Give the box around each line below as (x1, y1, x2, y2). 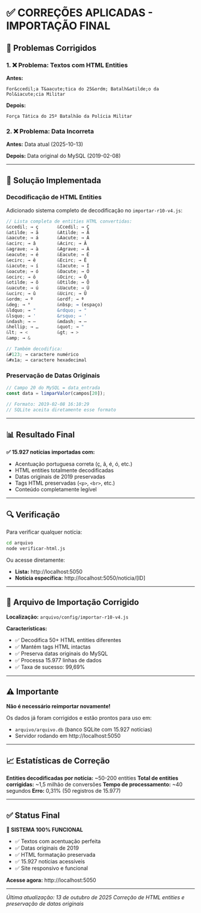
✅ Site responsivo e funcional (14, 865, 89, 872)
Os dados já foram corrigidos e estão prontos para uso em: (6, 714, 152, 721)
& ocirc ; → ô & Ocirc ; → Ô (6, 274, 87, 280)
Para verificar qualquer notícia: (6, 528, 83, 535)
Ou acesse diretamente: (6, 556, 65, 564)
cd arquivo (6, 540, 33, 546)
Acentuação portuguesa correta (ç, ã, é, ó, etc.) (14, 461, 133, 468)
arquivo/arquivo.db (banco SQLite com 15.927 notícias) (14, 726, 153, 733)
